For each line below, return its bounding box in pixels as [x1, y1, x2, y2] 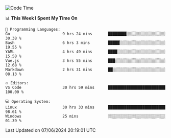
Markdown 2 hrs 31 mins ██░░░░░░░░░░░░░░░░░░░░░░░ [5, 67, 166, 72]
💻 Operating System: [5, 99, 51, 104]
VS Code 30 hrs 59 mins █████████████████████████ [5, 85, 166, 90]
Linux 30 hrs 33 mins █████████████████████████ [5, 105, 166, 110]
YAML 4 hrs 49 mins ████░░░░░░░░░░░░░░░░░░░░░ [5, 49, 166, 54]
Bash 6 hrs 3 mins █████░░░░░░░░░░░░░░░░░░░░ [5, 40, 166, 45]
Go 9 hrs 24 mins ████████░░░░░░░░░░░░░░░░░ [5, 31, 166, 36]
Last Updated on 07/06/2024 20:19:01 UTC [5, 127, 96, 133]
